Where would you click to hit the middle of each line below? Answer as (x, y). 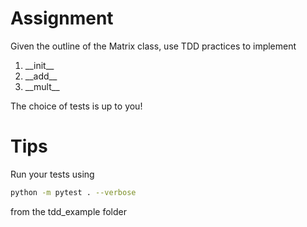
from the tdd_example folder (68, 211)
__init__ (39, 65)
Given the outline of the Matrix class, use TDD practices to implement (153, 46)
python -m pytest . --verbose (73, 192)
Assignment (62, 18)
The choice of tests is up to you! (76, 106)
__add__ (41, 76)
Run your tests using (52, 174)
